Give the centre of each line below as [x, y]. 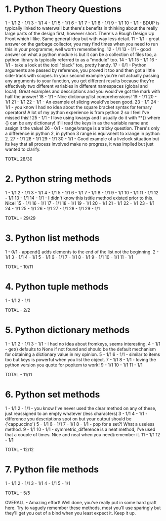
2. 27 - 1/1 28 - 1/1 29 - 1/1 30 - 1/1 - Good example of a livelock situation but [82, 139]
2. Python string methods [59, 179]
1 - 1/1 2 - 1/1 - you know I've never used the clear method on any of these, [81, 408]
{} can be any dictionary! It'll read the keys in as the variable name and [77, 123]
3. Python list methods [52, 238]
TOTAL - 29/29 [21, 218]
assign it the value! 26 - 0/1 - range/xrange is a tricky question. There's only [82, 128]
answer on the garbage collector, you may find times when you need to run [82, 44]
